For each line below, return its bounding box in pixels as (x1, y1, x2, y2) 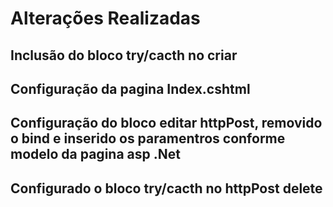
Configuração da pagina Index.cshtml (10, 80, 251, 97)
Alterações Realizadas (10, 7, 201, 30)
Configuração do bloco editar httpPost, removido (10, 115, 323, 132)
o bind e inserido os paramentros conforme (10, 130, 286, 147)
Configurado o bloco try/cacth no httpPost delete (10, 180, 323, 197)
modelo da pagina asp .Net (10, 146, 181, 163)
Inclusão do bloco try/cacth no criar (10, 47, 238, 64)
